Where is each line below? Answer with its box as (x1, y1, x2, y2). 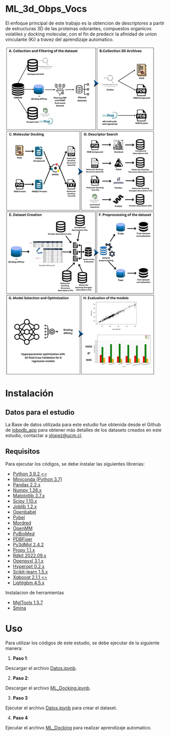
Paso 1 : (12, 655, 28, 661)
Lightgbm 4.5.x (12, 579, 45, 585)
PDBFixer (12, 536, 33, 542)
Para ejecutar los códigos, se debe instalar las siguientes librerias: (5, 460, 145, 467)
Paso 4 (12, 714, 28, 721)
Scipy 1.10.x (12, 498, 37, 504)
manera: (5, 645, 23, 651)
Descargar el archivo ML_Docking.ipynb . (5, 685, 91, 691)
